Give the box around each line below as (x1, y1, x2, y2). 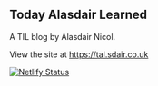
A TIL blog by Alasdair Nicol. (9, 31, 116, 42)
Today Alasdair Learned (9, 7, 148, 23)
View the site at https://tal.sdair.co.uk (9, 49, 149, 60)
